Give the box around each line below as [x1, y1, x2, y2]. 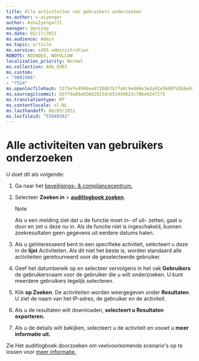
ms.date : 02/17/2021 [6, 31, 57, 37]
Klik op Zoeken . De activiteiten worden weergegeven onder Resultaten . [14, 289, 191, 296]
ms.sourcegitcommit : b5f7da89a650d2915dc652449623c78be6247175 [6, 91, 166, 97]
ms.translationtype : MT [6, 96, 65, 102]
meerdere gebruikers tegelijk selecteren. [14, 278, 114, 285]
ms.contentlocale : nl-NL [6, 102, 68, 108]
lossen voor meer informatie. [6, 349, 76, 356]
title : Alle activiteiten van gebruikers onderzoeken [6, 8, 142, 15]
